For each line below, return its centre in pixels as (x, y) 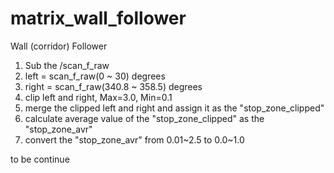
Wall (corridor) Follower (59, 46)
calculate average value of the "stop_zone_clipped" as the (144, 118)
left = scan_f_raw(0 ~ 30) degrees (95, 76)
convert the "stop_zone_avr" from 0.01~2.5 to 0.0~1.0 (134, 139)
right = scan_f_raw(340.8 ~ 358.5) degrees (113, 86)
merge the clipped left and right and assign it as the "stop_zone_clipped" (174, 108)
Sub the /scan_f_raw (67, 65)
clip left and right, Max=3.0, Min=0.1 (98, 97)
